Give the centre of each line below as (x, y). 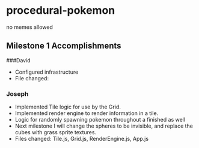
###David (19, 60)
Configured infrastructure (47, 72)
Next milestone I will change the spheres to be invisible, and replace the (104, 126)
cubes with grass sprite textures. (56, 132)
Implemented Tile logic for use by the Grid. (68, 107)
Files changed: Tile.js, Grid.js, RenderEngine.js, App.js (82, 139)
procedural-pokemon (61, 10)
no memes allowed (29, 27)
